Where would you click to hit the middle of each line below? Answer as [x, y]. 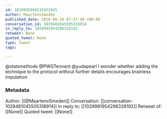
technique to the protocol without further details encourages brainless [78, 72]
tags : [11, 47]
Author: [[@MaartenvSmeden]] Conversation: [52, 101]
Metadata [17, 90]
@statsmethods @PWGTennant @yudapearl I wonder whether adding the [81, 66]
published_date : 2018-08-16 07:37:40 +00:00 [53, 19]
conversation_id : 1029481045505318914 [46, 24]
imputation [16, 77]
